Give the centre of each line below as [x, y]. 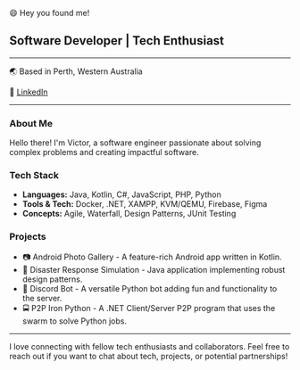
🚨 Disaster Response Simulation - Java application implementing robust [154, 269]
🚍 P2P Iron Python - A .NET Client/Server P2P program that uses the [149, 308]
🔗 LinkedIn [29, 92]
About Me [31, 123]
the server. [42, 298]
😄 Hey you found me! [50, 13]
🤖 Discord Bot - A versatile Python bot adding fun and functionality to [150, 288]
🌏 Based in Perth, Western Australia [76, 71]
